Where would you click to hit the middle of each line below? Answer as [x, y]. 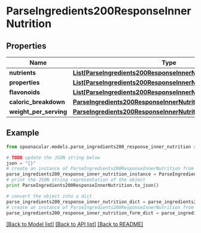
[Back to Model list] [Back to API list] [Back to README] [75, 224]
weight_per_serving [38, 112]
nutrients [22, 73]
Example [23, 133]
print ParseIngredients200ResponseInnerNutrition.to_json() [83, 186]
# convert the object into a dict [49, 196]
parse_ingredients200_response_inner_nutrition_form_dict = [83, 213]
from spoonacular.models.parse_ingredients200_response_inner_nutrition [99, 147]
